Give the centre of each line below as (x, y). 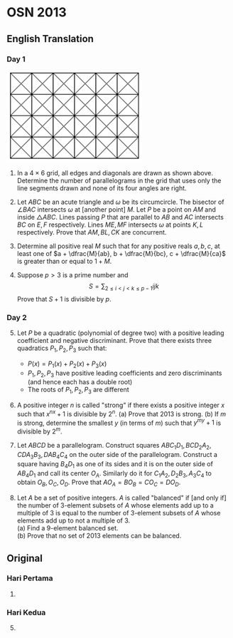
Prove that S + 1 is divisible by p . (64, 299)
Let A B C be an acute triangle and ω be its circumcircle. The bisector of (120, 202)
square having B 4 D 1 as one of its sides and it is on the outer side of (115, 464)
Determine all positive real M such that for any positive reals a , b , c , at (119, 246)
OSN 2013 (37, 12)
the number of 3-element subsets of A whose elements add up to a (115, 505)
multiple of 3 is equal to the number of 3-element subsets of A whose (119, 513)
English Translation (50, 39)
